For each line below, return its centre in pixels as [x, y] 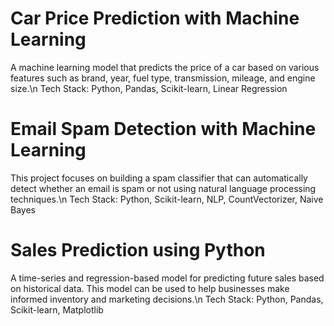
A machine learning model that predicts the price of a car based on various [165, 67]
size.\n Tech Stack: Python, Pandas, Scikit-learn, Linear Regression [149, 88]
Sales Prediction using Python [138, 250]
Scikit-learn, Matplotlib [57, 309]
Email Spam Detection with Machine [163, 129]
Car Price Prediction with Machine [155, 18]
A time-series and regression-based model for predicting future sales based [167, 278]
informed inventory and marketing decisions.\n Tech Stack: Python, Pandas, [167, 299]
